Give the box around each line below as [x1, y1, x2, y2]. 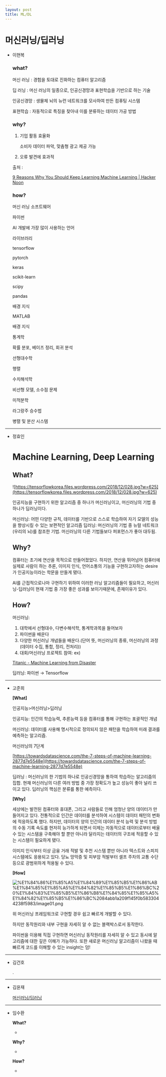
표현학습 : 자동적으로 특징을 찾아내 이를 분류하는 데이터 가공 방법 [12, 108, 136, 114]
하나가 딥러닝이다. [12, 506, 47, 512]
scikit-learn [12, 274, 36, 280]
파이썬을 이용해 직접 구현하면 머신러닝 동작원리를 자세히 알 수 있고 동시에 [12, 932, 152, 938]
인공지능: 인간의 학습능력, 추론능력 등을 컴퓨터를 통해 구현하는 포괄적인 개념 [12, 715, 158, 721]
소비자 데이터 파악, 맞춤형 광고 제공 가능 [19, 143, 96, 149]
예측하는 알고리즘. [12, 732, 47, 738]
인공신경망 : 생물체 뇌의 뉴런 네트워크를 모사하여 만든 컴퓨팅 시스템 [12, 98, 140, 104]
